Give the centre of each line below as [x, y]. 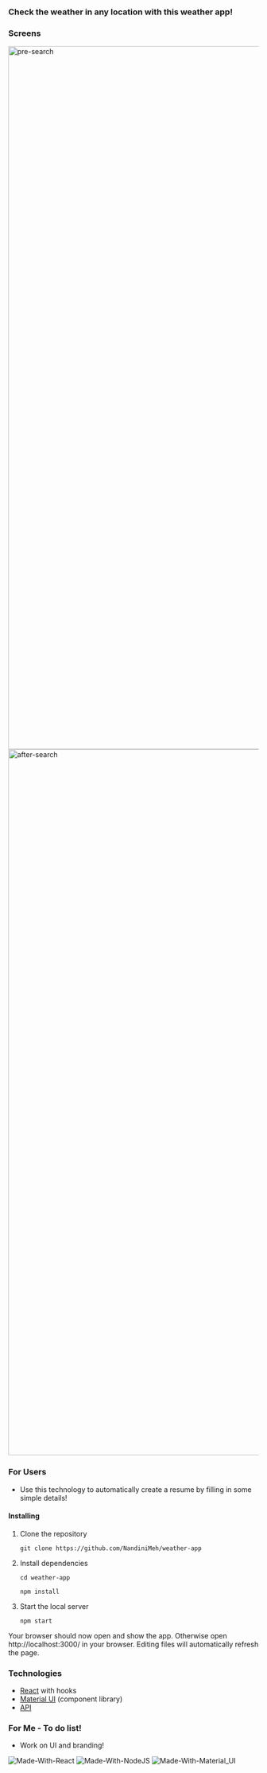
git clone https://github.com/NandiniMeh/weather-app [110, 1548]
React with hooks [48, 1691]
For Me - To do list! [45, 1728]
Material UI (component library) [71, 1699]
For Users [27, 1472]
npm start [36, 1621]
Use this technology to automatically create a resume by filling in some [135, 1489]
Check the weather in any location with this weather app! [120, 12]
